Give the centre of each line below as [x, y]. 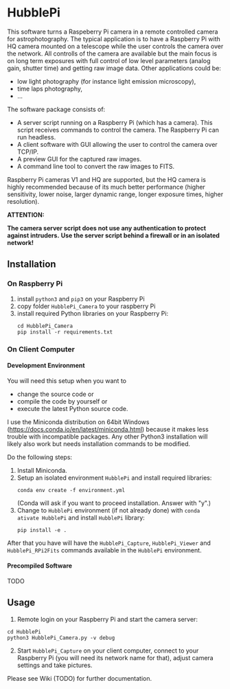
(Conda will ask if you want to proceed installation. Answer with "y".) [114, 503]
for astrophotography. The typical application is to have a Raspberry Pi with [114, 38]
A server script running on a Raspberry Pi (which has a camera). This [115, 122]
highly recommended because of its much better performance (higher [106, 187]
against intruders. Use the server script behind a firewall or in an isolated [113, 235]
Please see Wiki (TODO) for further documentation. [80, 678]
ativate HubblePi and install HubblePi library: [81, 517]
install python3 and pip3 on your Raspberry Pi [81, 299]
